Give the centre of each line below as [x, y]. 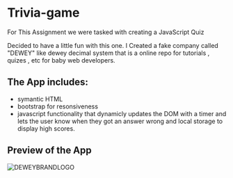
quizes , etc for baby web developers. [62, 60]
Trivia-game [43, 13]
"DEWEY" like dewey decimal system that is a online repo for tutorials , [109, 53]
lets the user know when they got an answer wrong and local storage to [120, 121]
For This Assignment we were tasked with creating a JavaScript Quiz [106, 32]
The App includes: [48, 82]
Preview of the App [49, 151]
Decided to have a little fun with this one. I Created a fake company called [113, 45]
